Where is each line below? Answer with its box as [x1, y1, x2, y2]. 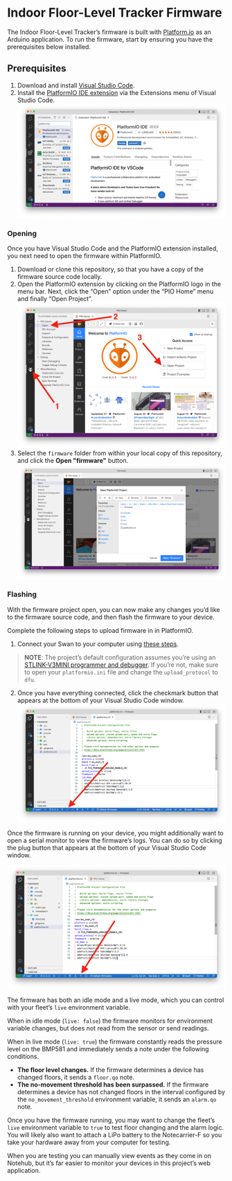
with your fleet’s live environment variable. [7, 1003, 130, 1011]
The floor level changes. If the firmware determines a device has [17, 1065, 204, 1073]
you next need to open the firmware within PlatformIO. [7, 252, 162, 260]
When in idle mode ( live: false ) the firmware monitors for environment [7, 1017, 213, 1025]
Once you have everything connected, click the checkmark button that [17, 688, 219, 697]
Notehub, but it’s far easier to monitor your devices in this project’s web [7, 1159, 211, 1167]
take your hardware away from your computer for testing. [7, 1138, 171, 1146]
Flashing [7, 590, 37, 600]
